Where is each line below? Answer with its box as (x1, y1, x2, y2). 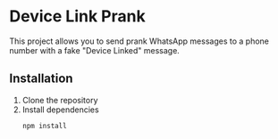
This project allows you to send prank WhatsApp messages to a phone (9, 36, 270, 46)
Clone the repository (21, 94, 98, 105)
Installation (9, 71, 73, 86)
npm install (21, 121, 67, 130)
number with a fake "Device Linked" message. (9, 45, 181, 55)
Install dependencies (21, 104, 100, 115)
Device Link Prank (9, 6, 146, 27)
